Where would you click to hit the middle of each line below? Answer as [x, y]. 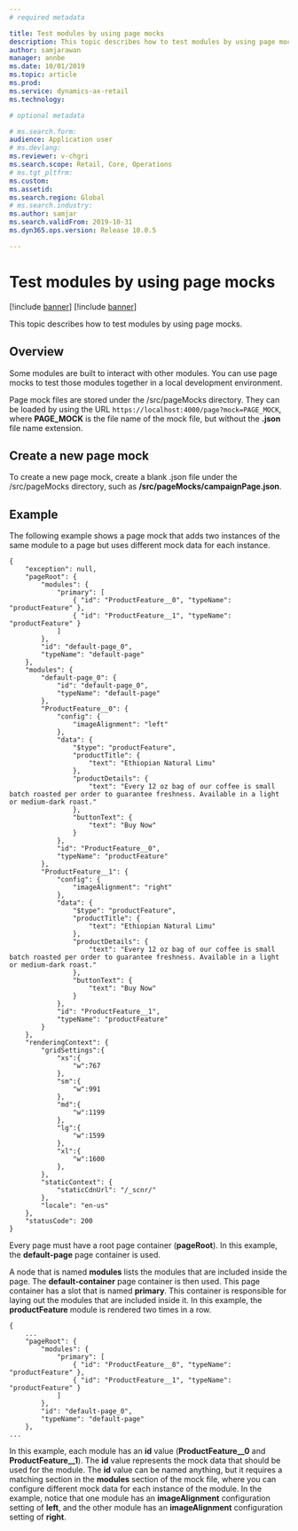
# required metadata [47, 17]
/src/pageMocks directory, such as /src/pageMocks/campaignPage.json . [145, 487]
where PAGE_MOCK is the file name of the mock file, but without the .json [145, 419]
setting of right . [38, 1517]
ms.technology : [37, 99]
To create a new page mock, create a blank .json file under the [123, 477]
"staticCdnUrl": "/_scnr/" [106, 1190]
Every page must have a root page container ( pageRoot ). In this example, [143, 1245]
